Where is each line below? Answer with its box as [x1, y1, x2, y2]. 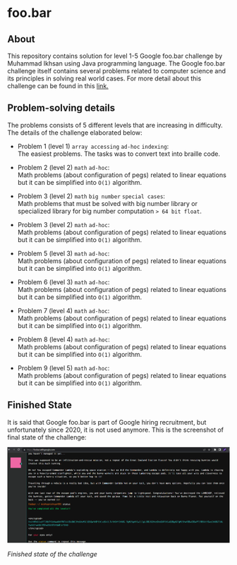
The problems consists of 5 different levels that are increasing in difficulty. [7, 121, 224, 129]
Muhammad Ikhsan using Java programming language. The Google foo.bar [7, 59, 226, 68]
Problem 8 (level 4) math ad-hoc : [17, 335, 111, 344]
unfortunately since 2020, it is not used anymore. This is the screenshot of [7, 425, 224, 434]
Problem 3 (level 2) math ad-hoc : [17, 220, 110, 229]
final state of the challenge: [7, 432, 87, 442]
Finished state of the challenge [7, 550, 97, 559]
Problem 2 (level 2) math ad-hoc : [17, 163, 110, 171]
